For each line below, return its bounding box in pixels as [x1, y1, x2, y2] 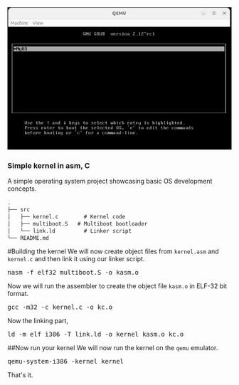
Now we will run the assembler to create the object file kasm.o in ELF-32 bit [7, 281, 228, 290]
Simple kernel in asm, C [7, 160, 90, 170]
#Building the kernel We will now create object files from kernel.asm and [7, 247, 219, 255]
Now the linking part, [7, 316, 69, 325]
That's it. [7, 370, 33, 379]
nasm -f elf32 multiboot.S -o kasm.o [7, 268, 139, 276]
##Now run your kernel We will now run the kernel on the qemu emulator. [7, 343, 218, 352]
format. [7, 289, 29, 297]
